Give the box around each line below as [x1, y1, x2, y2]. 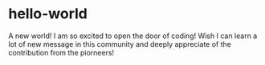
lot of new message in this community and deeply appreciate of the [8, 39, 231, 48]
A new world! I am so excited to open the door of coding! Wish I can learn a [8, 31, 258, 40]
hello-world [8, 5, 88, 23]
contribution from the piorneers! [8, 48, 115, 57]
